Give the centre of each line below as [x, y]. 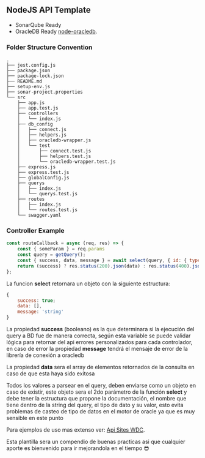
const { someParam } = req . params [61, 249]
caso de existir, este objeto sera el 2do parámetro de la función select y [97, 392]
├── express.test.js [43, 173]
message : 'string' [41, 312]
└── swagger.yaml [39, 216]
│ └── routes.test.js [48, 210]
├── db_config [35, 124]
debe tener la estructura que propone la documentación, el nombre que [96, 399]
